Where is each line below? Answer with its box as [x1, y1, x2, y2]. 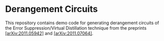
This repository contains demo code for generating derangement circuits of [5, 20, 160, 26]
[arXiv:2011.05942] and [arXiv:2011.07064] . [5, 30, 94, 36]
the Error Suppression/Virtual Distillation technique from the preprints [5, 25, 147, 31]
